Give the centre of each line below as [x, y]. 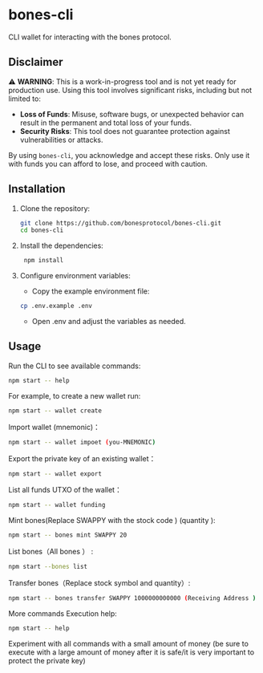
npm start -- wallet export [55, 474]
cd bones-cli [42, 230]
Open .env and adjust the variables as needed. [109, 322]
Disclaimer [36, 62]
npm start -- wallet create [55, 411]
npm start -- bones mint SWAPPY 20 [68, 535]
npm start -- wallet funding [57, 505]
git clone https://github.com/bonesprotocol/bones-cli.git [121, 223]
